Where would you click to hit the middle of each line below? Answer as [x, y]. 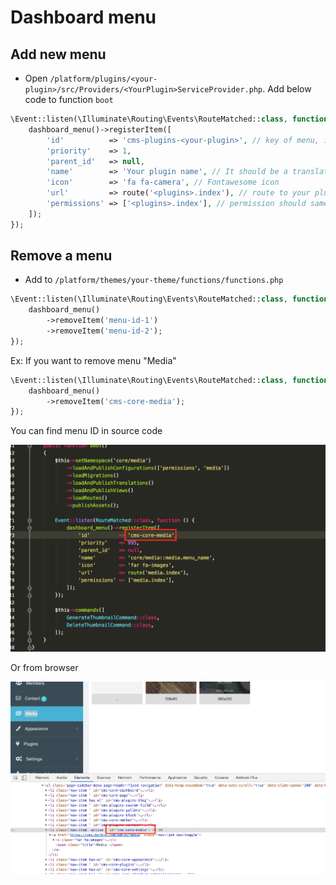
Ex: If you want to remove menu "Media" [93, 360]
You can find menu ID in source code [86, 431]
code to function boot [69, 99]
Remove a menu [61, 256]
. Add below [287, 89]
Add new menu [58, 54]
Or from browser [44, 668]
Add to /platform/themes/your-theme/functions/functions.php [154, 280]
